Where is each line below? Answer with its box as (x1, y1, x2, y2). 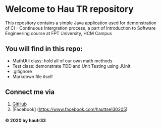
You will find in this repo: (5, 44, 83, 53)
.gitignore (12, 68, 32, 74)
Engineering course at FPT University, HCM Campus (5, 30, 112, 36)
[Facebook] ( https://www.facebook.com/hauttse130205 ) (12, 106, 128, 112)
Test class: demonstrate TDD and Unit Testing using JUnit (12, 63, 131, 69)
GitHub (12, 101, 27, 107)
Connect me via (5, 88, 55, 96)
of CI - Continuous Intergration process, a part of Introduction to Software (5, 25, 156, 31)
